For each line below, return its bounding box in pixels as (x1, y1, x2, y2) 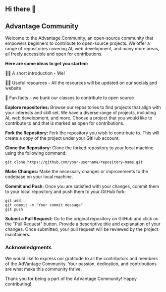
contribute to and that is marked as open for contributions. (5, 120, 125, 126)
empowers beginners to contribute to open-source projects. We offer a (5, 40, 150, 46)
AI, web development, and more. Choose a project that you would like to (5, 115, 153, 121)
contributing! (5, 281, 31, 287)
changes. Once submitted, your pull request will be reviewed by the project (5, 226, 159, 232)
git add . (5, 198, 26, 203)
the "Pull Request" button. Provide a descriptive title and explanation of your (5, 221, 161, 227)
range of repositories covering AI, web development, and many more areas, (5, 46, 160, 52)
